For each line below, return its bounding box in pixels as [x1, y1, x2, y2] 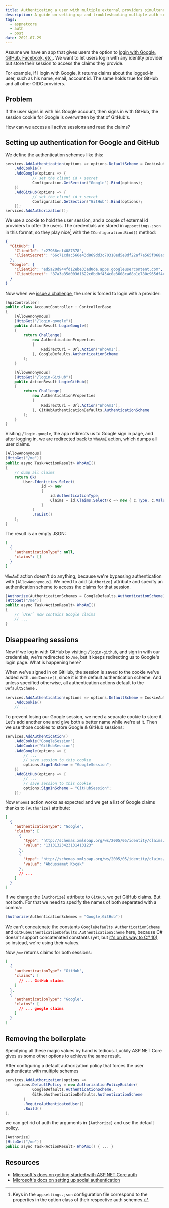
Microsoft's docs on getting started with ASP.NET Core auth [12, 1171, 137, 1178]
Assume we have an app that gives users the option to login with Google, [5, 49, 157, 55]
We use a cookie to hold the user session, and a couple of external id [5, 217, 148, 223]
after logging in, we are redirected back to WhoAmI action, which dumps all [5, 436, 157, 442]
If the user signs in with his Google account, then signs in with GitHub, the [5, 108, 158, 114]
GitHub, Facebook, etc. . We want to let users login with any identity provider [5, 54, 163, 61]
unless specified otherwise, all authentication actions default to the [5, 680, 144, 686]
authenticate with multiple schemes [5, 1068, 79, 1074]
